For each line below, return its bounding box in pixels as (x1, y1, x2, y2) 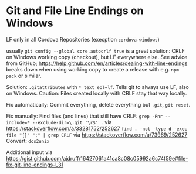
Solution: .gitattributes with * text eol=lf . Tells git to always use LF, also (6, 83, 189, 90)
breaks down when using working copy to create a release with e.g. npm (6, 66, 180, 73)
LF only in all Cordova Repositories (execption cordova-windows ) (6, 36, 160, 43)
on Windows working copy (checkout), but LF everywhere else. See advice (6, 53, 188, 60)
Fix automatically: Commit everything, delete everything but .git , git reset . (6, 101, 191, 108)
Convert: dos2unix (6, 137, 50, 144)
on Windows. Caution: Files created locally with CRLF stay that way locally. (6, 90, 187, 97)
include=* (6, 120, 31, 125)
